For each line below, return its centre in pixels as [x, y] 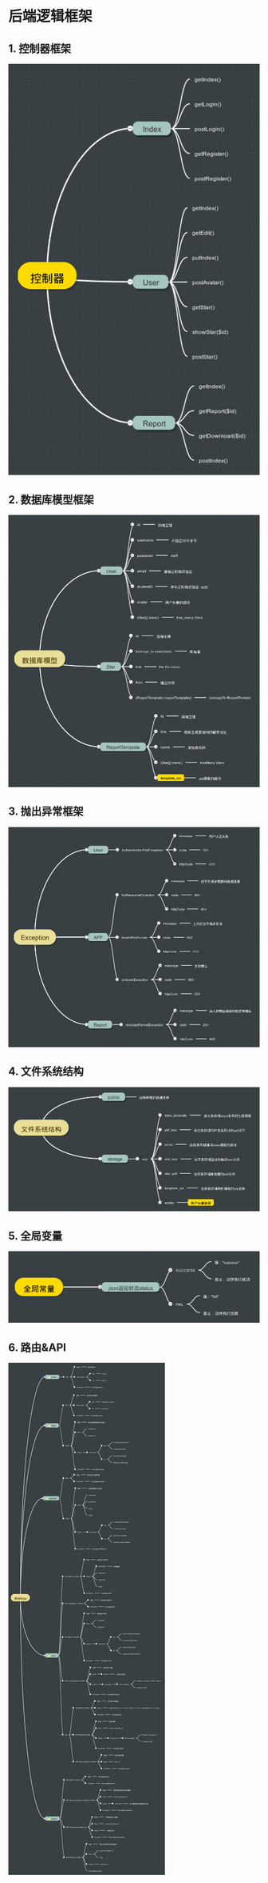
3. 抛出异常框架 [46, 812]
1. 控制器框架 [40, 48]
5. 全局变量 [35, 1236]
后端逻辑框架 [51, 16]
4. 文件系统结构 [46, 1072]
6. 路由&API [37, 1347]
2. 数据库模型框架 [51, 500]
